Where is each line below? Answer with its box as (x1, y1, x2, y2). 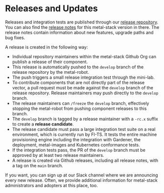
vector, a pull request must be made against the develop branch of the (12, 85, 153, 90)
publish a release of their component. (12, 59, 88, 64)
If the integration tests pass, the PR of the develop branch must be (12, 147, 146, 153)
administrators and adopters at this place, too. (5, 182, 98, 188)
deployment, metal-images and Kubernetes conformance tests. (12, 142, 141, 148)
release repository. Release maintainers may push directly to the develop (12, 90, 159, 96)
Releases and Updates (5, 3, 98, 14)
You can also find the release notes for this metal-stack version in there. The (5, 24, 160, 30)
